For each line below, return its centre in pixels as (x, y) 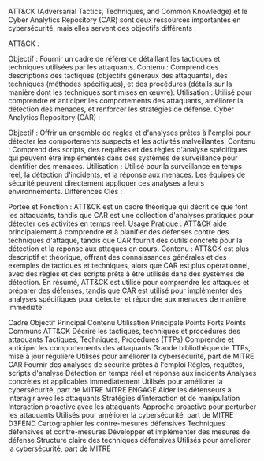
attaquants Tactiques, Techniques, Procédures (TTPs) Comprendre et (121, 339)
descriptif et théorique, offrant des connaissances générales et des (117, 257)
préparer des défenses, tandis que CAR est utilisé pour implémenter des (125, 290)
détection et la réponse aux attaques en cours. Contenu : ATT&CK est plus (129, 249)
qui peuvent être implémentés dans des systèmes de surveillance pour (123, 158)
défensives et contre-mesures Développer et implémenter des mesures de (129, 432)
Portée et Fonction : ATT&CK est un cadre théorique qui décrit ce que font (128, 207)
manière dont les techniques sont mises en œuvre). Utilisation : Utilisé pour (130, 92)
